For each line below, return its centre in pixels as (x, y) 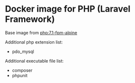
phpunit (20, 75)
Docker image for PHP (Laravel (68, 9)
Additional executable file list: (34, 61)
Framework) (30, 19)
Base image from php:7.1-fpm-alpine (41, 33)
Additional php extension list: (34, 42)
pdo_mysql (23, 51)
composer (22, 70)
